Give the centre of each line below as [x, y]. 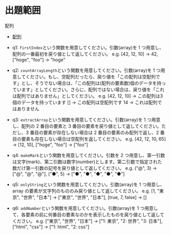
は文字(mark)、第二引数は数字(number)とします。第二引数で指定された [87, 162]
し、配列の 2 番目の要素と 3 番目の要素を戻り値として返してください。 [87, 126]
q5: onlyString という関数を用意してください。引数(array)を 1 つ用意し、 [88, 184]
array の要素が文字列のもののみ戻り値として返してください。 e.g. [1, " [86, 191]
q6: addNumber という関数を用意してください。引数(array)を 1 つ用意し [85, 208]
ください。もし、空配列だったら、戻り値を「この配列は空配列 [90, 76]
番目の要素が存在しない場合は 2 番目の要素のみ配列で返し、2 [94, 132]
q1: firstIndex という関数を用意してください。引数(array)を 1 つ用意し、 [88, 47]
